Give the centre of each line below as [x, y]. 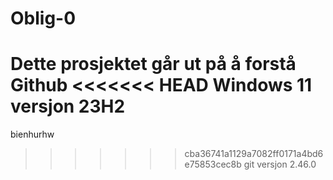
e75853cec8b [213, 164]
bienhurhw [32, 134]
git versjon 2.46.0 [280, 164]
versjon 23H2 [68, 106]
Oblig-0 [43, 18]
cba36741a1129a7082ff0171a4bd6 [254, 154]
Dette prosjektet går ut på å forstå [153, 64]
